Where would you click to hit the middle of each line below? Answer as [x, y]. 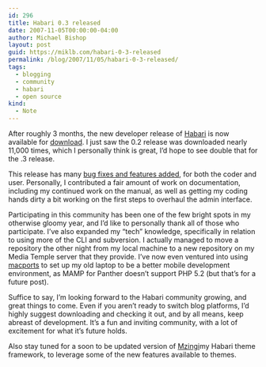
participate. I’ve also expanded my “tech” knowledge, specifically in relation [132, 231]
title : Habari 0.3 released [55, 23]
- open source [38, 96]
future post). [28, 282]
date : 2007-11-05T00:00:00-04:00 [63, 30]
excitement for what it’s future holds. [68, 331]
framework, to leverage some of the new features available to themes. [123, 354]
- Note [26, 112]
